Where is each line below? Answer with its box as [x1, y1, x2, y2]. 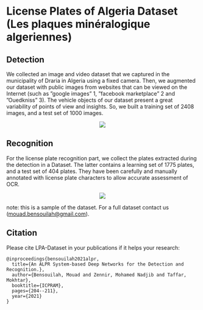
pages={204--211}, [12, 287, 59, 294]
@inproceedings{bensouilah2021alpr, [6, 256, 99, 262]
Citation [6, 228, 38, 238]
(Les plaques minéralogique [6, 17, 151, 31]
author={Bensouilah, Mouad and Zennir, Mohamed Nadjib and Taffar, [12, 272, 187, 278]
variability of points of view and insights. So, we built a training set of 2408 [6, 103, 194, 110]
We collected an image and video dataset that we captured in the [6, 71, 170, 77]
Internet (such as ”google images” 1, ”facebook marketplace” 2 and [6, 90, 176, 97]
